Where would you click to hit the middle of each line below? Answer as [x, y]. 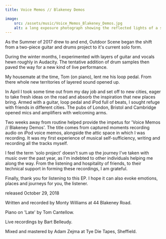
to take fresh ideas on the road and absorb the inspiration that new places [80, 97]
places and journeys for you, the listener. [47, 184]
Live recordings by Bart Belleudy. [39, 222]
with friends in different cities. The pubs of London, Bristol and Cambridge [81, 107]
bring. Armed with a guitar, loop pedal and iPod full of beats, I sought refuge [83, 102]
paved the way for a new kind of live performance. [56, 67]
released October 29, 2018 [32, 193]
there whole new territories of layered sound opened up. [62, 82]
